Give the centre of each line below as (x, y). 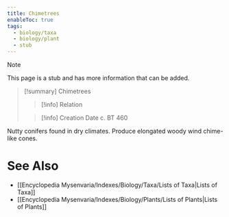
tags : (15, 26)
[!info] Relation (62, 104)
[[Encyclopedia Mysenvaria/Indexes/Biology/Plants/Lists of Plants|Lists (117, 199)
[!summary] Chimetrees (57, 91)
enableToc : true (30, 20)
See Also (33, 166)
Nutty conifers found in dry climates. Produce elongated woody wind (105, 131)
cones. (28, 138)
